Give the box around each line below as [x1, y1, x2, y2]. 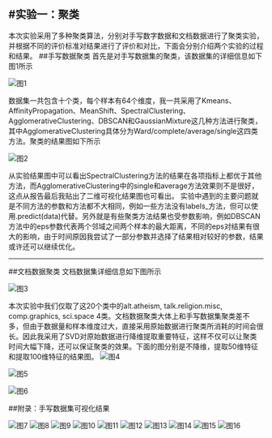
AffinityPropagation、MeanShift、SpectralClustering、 [8, 105, 190, 115]
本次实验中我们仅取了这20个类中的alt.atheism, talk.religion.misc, [8, 301, 223, 311]
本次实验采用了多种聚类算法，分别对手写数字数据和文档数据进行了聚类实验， [8, 31, 264, 41]
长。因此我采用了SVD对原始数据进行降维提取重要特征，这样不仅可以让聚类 [8, 331, 257, 341]
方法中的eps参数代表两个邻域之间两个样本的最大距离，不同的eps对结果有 [8, 221, 253, 231]
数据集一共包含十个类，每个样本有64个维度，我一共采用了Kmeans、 [8, 96, 236, 105]
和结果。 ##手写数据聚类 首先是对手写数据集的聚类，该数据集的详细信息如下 [8, 51, 263, 61]
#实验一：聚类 [8, 7, 79, 22]
